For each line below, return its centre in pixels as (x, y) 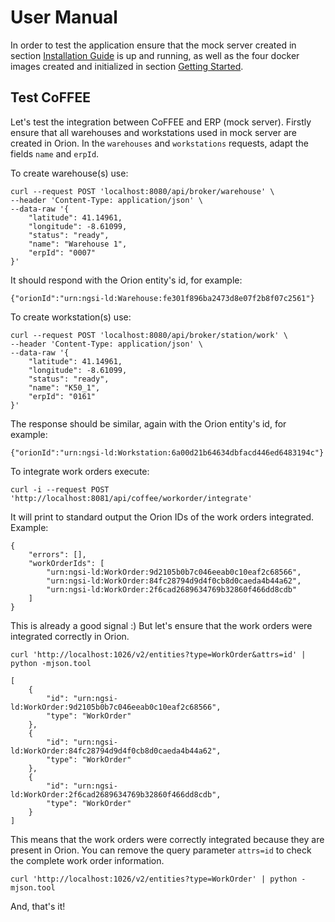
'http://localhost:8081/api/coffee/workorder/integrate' (131, 498)
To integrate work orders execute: (80, 471)
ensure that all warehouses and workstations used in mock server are (153, 132)
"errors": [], (57, 554)
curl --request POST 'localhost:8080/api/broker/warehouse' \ (142, 191)
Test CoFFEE (50, 97)
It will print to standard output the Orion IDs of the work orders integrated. (162, 517)
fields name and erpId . (55, 153)
